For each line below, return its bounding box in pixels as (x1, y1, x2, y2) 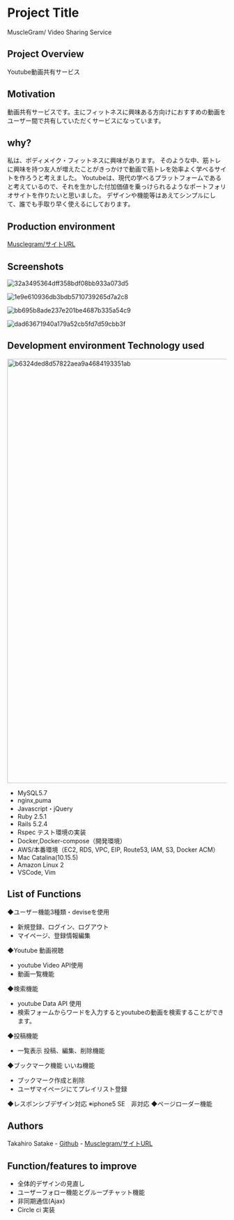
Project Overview (7, 48, 84, 60)
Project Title (7, 5, 79, 21)
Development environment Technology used (7, 340, 205, 352)
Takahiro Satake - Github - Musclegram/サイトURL (7, 1139, 153, 1148)
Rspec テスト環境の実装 (17, 828, 86, 836)
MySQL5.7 (17, 788, 47, 797)
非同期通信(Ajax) (17, 1197, 65, 1205)
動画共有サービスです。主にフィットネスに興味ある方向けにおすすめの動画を (7, 107, 226, 116)
